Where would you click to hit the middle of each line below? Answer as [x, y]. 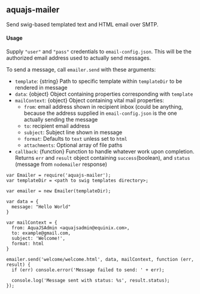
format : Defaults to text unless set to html [75, 139]
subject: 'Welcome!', [39, 239]
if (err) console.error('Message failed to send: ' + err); [88, 270]
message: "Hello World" [41, 207]
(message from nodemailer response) [61, 164]
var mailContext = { [32, 223]
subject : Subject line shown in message [73, 132]
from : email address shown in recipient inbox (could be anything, [103, 107]
